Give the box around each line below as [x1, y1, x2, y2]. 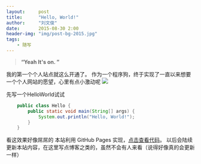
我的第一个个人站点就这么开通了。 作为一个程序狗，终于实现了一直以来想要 [6, 70, 191, 78]
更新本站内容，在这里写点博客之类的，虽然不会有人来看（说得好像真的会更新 [6, 144, 195, 151]
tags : [6, 36, 20, 42]
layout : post [6, 8, 50, 15]
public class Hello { [17, 103, 71, 109]
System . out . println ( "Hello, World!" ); [38, 114, 135, 120]
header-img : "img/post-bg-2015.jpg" [6, 31, 98, 37]
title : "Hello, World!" [6, 14, 79, 20]
